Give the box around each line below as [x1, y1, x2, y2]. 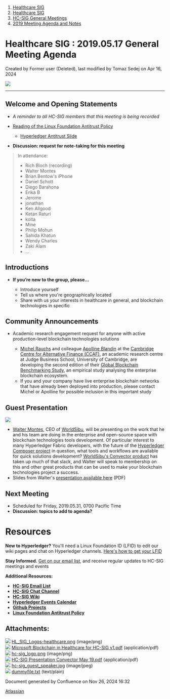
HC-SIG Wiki [12, 593, 40, 599]
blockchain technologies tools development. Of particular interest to [12, 437, 154, 443]
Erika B [25, 189, 40, 195]
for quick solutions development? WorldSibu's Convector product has [12, 453, 158, 460]
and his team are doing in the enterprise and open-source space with [12, 432, 157, 438]
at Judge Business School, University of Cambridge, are [20, 356, 138, 362]
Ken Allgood [25, 205, 51, 212]
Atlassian [5, 688, 24, 694]
